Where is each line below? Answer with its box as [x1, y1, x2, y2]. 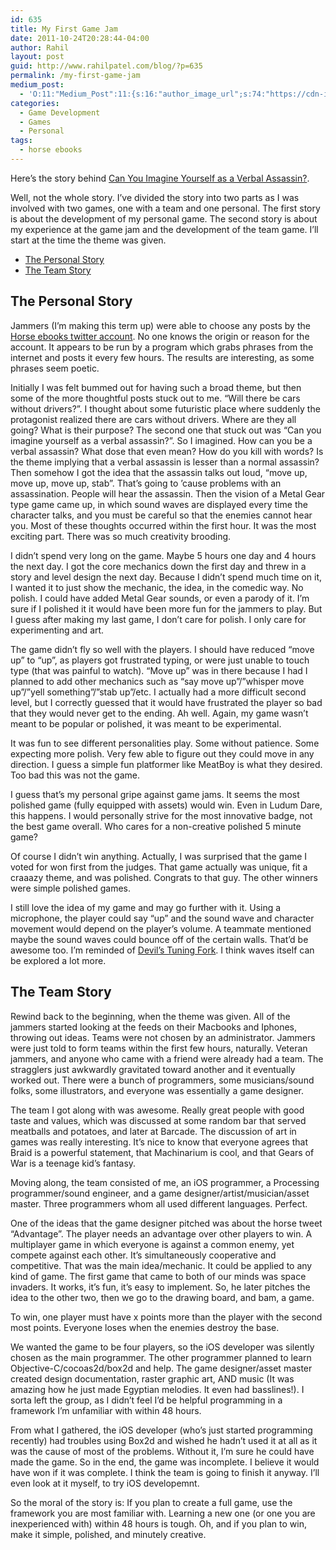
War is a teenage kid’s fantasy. [10, 1157, 137, 1169]
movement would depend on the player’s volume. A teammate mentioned [10, 922, 312, 935]
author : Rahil [10, 42, 70, 53]
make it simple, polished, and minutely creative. [10, 1528, 207, 1540]
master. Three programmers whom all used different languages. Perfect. [10, 1197, 308, 1210]
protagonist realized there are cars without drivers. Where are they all [10, 413, 297, 425]
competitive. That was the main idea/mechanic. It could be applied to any [10, 1259, 313, 1271]
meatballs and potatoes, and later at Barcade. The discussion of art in [10, 1125, 297, 1137]
